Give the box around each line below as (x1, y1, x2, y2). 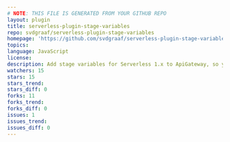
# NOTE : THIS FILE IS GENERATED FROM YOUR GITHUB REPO (7, 10, 167, 17)
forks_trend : (7, 99, 44, 106)
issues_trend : (7, 117, 48, 125)
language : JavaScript (7, 48, 69, 55)
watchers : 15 (7, 67, 44, 74)
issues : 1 (7, 111, 36, 118)
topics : (7, 42, 29, 48)
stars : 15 (7, 73, 36, 81)
